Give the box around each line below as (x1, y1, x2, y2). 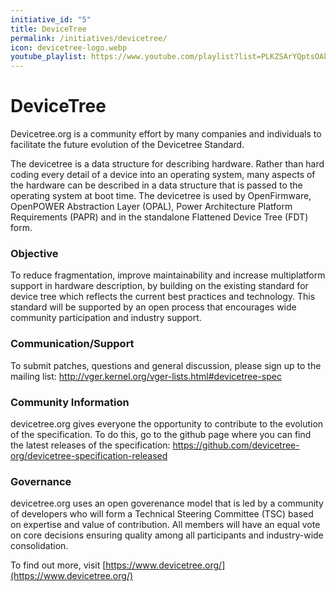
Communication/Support (10, 337, 135, 351)
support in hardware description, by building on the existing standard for (10, 280, 309, 292)
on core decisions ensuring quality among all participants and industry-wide (10, 529, 324, 541)
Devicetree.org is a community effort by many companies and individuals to (10, 128, 322, 140)
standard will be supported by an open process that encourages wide (10, 301, 297, 313)
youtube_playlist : (10, 52, 87, 62)
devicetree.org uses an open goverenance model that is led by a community (10, 497, 324, 510)
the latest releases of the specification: (10, 439, 171, 451)
